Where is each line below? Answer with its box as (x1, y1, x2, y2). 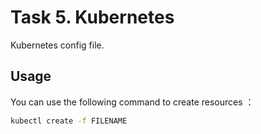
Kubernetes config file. (10, 39, 105, 51)
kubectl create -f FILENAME (10, 116, 128, 126)
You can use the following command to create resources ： (10, 96, 255, 108)
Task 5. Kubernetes (10, 6, 175, 29)
